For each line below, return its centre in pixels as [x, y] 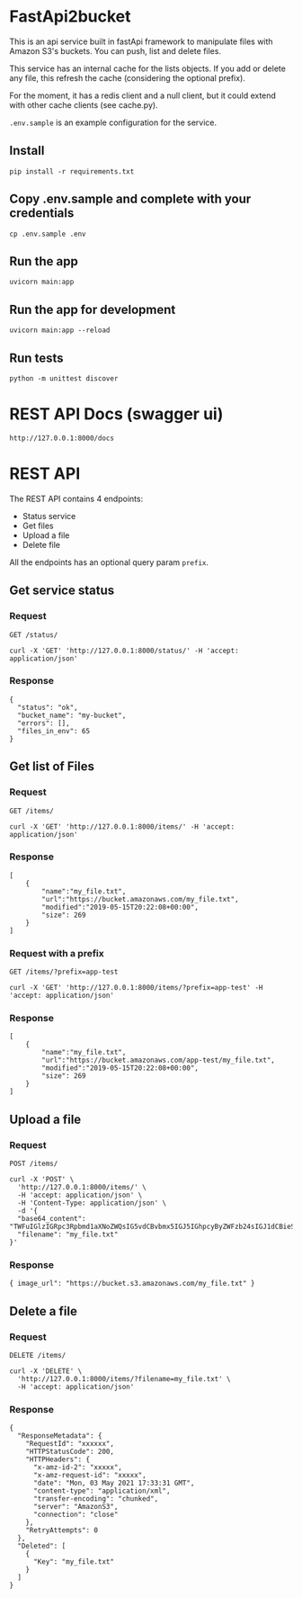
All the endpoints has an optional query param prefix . [109, 562]
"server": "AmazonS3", [75, 1507]
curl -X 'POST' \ [42, 1180]
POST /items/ [34, 1164]
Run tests [36, 358]
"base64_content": [52, 1219]
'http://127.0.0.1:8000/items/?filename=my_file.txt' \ [124, 1379]
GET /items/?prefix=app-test [64, 972]
